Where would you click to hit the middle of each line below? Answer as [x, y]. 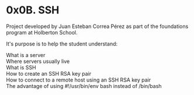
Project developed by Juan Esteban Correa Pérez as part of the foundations [97, 26]
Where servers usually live [38, 61]
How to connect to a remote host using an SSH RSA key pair [78, 80]
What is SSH [21, 67]
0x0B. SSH [33, 10]
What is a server [26, 55]
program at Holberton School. [42, 32]
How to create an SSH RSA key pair [49, 73]
